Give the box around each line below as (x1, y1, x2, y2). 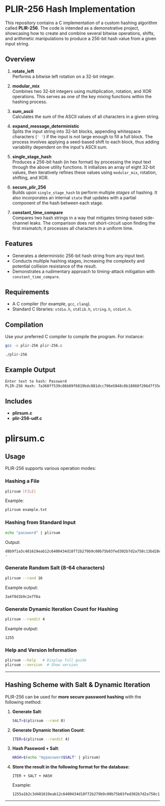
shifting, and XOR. (12, 174, 49, 181)
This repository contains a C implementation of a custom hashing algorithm (5, 20, 157, 26)
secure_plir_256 (12, 184, 47, 190)
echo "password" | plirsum (5, 530, 60, 535)
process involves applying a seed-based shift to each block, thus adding (12, 139, 160, 145)
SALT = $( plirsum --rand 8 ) (12, 718, 65, 723)
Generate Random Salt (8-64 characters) (5, 564, 105, 571)
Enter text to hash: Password (5, 379, 67, 384)
